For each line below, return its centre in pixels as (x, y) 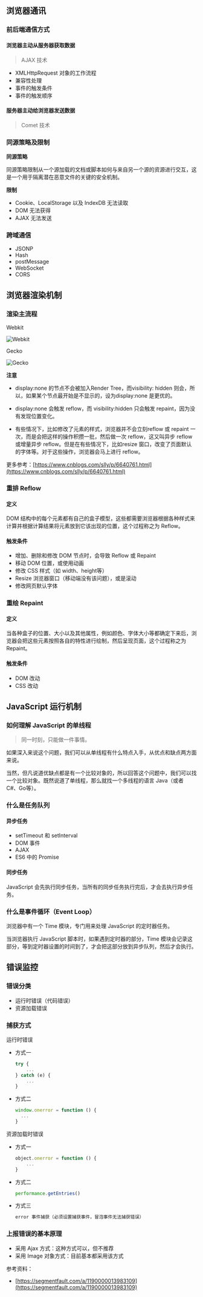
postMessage (32, 262)
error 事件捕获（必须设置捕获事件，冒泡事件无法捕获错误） (79, 1217)
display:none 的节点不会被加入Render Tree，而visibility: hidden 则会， (102, 388)
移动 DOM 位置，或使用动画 (50, 563)
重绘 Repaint (25, 603)
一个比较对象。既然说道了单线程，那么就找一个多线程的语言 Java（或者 (95, 781)
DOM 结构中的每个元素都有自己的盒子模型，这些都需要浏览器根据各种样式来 (101, 518)
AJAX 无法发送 (34, 218)
